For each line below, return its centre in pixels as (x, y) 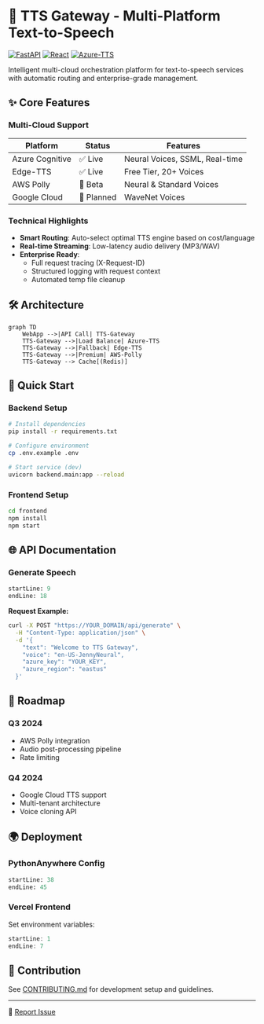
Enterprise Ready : (49, 254)
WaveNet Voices (155, 197)
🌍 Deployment (45, 837)
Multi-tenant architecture (60, 803)
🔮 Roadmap (37, 701)
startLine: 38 (31, 879)
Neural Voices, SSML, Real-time (184, 159)
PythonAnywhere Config (57, 864)
